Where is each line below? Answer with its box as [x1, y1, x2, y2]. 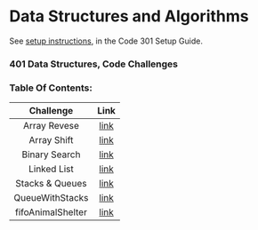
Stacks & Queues [15, 178, 87, 190]
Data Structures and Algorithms [9, 6, 249, 27]
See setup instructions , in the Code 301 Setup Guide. [9, 36, 203, 46]
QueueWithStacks [13, 192, 89, 204]
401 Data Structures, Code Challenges [9, 58, 179, 70]
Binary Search [21, 148, 81, 161]
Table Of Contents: [9, 82, 93, 94]
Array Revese [23, 120, 80, 132]
